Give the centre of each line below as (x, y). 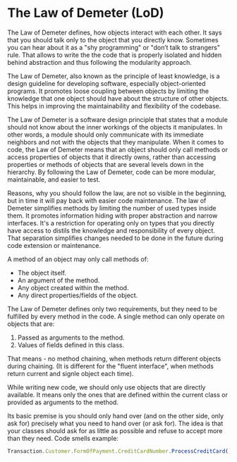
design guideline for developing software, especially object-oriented (107, 83)
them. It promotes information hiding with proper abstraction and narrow (113, 216)
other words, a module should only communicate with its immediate (105, 135)
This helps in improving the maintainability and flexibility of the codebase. (114, 106)
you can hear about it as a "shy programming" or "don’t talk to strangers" (114, 47)
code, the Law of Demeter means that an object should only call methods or (117, 149)
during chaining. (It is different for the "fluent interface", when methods (110, 366)
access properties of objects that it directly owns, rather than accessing (112, 157)
